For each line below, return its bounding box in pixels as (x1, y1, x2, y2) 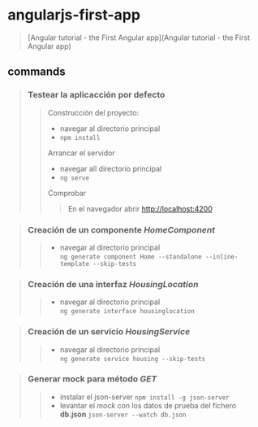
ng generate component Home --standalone (59, 252, 202, 261)
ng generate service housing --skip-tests (59, 355, 206, 363)
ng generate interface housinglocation (59, 307, 196, 316)
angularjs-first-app (7, 6, 141, 24)
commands (7, 65, 66, 79)
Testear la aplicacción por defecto (27, 89, 166, 101)
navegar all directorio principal (59, 163, 162, 173)
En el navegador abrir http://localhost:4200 (67, 203, 213, 213)
